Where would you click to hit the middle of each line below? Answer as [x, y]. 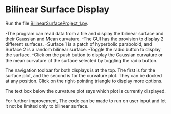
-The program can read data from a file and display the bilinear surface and [84, 33]
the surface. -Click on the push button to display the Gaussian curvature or [84, 55]
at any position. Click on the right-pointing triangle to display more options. [84, 81]
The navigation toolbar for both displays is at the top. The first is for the [80, 70]
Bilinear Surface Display [57, 9]
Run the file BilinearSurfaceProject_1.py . [47, 23]
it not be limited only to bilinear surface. [47, 106]
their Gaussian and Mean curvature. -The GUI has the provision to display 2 [84, 39]
